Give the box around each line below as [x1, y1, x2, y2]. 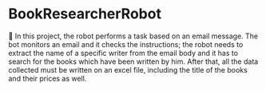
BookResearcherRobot [8, 5, 162, 23]
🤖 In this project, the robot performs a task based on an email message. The [8, 31, 259, 41]
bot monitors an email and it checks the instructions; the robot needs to [8, 39, 244, 49]
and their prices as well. [8, 73, 87, 83]
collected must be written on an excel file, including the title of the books [8, 65, 248, 74]
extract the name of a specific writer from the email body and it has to [8, 48, 238, 57]
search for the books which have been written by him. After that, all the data [8, 57, 259, 66]
